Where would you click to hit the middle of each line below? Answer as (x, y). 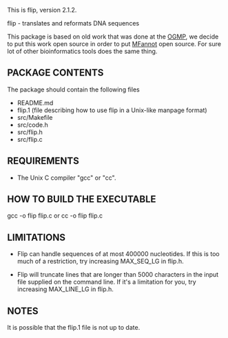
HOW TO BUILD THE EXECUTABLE (82, 199)
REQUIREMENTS (43, 161)
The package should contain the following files (73, 89)
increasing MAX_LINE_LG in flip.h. (65, 289)
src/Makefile (35, 117)
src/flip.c (30, 139)
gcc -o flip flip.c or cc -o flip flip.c (55, 215)
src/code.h (32, 125)
